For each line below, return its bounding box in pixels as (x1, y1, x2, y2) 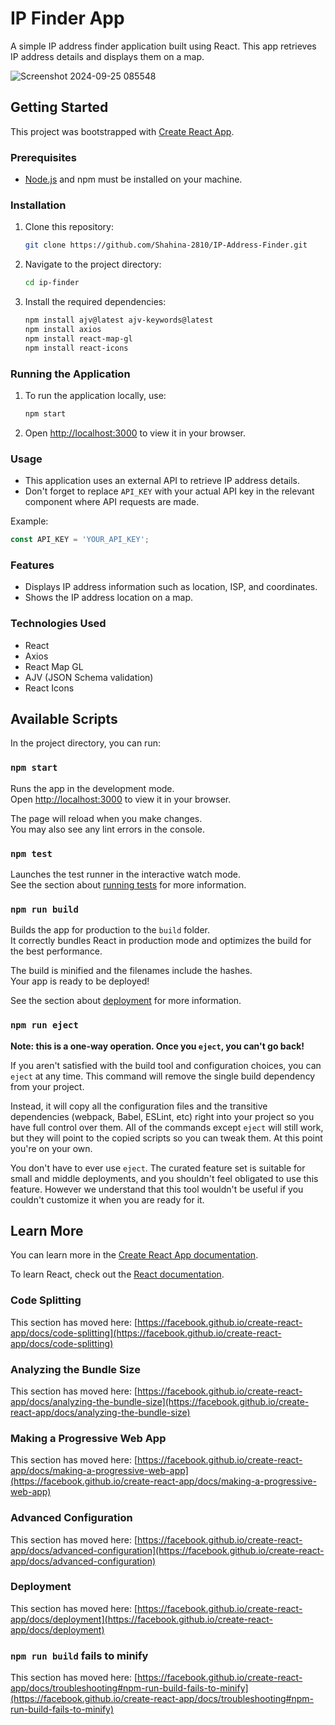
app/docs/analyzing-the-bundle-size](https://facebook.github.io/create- (10, 1395, 310, 1407)
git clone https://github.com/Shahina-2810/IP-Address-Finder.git (24, 240, 308, 251)
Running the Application (10, 367, 131, 381)
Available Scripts (10, 710, 118, 727)
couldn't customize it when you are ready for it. (10, 1193, 205, 1206)
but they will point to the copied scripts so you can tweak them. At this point (10, 1132, 323, 1144)
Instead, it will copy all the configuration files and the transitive (10, 1100, 268, 1112)
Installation (10, 198, 67, 212)
